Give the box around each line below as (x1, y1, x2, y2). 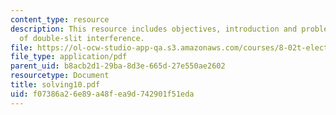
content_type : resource (10, 14, 110, 25)
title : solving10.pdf (10, 80, 101, 90)
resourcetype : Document (10, 71, 110, 81)
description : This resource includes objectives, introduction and (10, 24, 298, 34)
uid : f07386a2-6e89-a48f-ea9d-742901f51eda (10, 89, 195, 99)
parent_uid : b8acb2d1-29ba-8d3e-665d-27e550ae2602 (10, 61, 226, 71)
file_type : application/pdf (10, 52, 128, 62)
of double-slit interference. (19, 33, 145, 43)
